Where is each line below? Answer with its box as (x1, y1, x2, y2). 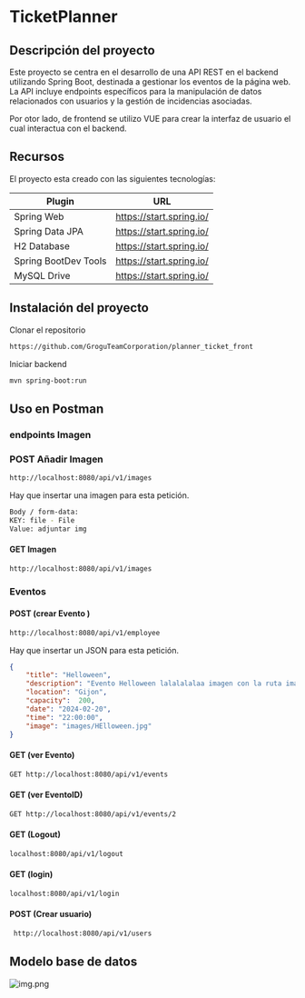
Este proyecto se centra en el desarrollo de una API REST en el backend (9, 66, 279, 77)
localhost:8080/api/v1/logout (9, 849, 124, 858)
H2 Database (14, 239, 71, 252)
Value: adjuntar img (9, 524, 88, 534)
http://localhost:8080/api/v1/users (13, 929, 152, 938)
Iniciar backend (9, 358, 67, 369)
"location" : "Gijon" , (25, 688, 107, 697)
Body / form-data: (9, 507, 79, 516)
